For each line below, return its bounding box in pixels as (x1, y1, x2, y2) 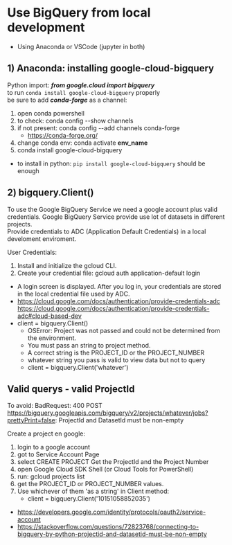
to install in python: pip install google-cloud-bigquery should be (17, 159, 206, 168)
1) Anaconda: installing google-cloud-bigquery (7, 62, 215, 74)
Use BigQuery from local (7, 5, 151, 21)
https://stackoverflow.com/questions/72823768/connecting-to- (17, 523, 199, 531)
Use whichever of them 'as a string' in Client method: (17, 487, 170, 496)
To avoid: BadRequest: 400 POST (7, 402, 102, 410)
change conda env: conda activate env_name (17, 139, 148, 147)
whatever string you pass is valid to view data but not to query (27, 355, 206, 364)
